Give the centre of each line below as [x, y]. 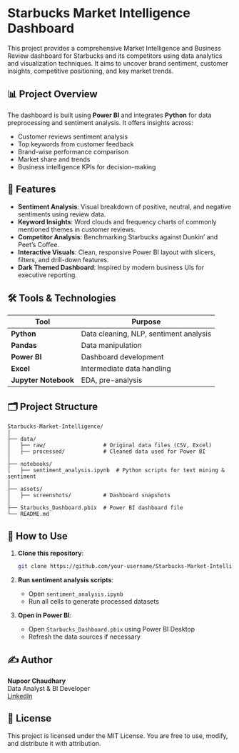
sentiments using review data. [62, 214]
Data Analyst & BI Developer [49, 688]
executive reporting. [47, 275]
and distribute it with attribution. [54, 743]
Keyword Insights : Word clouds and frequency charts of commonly [117, 221]
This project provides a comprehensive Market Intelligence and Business [114, 48]
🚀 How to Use [37, 536]
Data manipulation [112, 346]
